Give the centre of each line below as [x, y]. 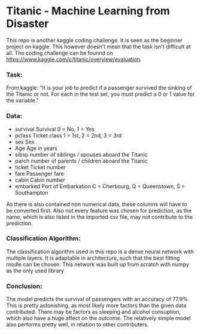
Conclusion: [24, 286]
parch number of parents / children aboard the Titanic [81, 161]
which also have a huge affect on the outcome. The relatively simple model [99, 318]
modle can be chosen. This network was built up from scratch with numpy [98, 264]
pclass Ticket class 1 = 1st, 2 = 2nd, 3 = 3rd [68, 135]
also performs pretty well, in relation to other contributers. [77, 324]
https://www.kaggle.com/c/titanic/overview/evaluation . [74, 59]
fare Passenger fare [39, 173]
